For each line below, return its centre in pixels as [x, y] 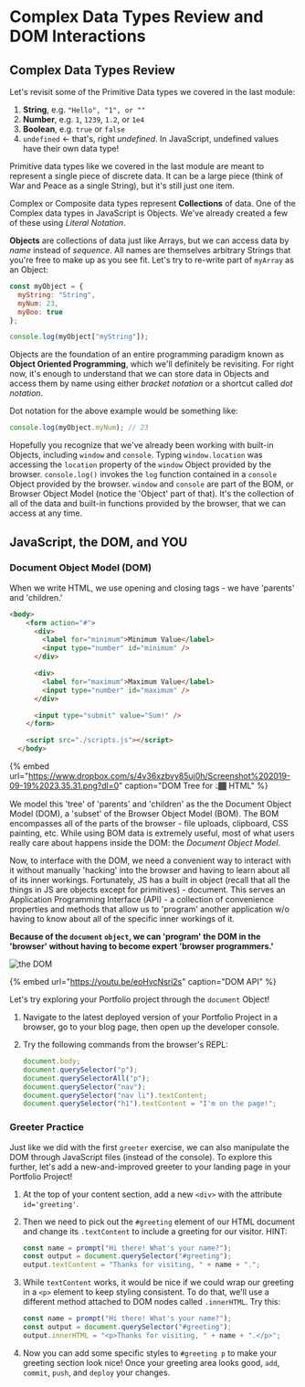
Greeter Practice [47, 1127]
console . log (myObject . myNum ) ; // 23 [79, 428]
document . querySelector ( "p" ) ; [80, 1070]
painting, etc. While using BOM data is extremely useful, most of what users [152, 833]
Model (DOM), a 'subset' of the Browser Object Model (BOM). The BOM [144, 814]
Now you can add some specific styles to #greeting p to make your [149, 1353]
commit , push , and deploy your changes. [96, 1372]
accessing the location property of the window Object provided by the [141, 464]
